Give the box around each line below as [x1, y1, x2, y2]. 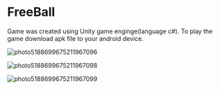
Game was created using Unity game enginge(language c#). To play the [7, 27, 213, 35]
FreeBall [7, 4, 56, 20]
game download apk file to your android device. [7, 34, 144, 42]
